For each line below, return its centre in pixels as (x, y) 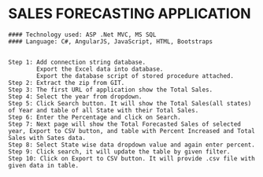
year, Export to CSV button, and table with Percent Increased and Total (132, 131)
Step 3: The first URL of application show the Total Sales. (111, 90)
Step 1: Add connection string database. (77, 62)
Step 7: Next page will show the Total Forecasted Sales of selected (125, 124)
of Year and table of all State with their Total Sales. (104, 110)
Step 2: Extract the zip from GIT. (67, 83)
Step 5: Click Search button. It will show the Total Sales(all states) (130, 103)
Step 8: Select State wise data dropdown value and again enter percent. (132, 145)
